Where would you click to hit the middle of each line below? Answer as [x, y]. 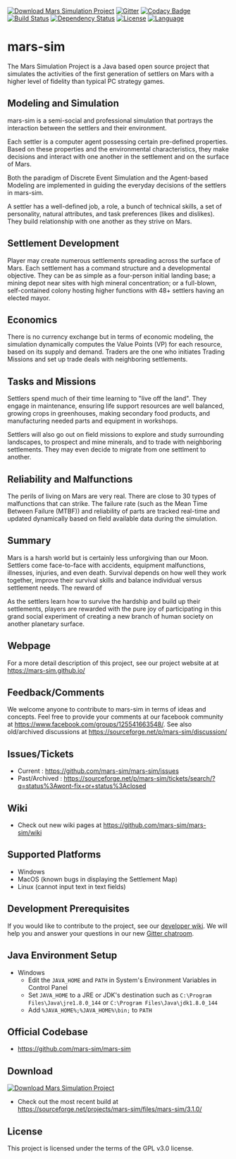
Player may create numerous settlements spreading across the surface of [114, 260]
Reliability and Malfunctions [70, 479]
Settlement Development [63, 243]
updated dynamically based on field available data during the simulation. [112, 519]
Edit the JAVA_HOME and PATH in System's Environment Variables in [122, 980]
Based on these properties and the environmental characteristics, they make [118, 149]
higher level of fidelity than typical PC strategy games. [86, 81]
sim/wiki [30, 833]
